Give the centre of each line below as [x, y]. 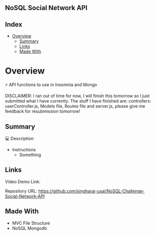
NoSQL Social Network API [46, 8]
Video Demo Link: [23, 181]
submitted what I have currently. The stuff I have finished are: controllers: [78, 101]
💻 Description [19, 138]
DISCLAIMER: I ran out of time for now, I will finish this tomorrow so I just [78, 96]
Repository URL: [21, 191]
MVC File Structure [31, 223]
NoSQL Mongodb [29, 228]
